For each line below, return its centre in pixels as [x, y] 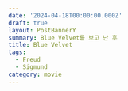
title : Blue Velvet [41, 45]
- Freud [28, 60]
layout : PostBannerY [43, 30]
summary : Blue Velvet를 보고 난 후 [63, 38]
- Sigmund [31, 67]
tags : [17, 52]
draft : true [28, 23]
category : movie [35, 74]
